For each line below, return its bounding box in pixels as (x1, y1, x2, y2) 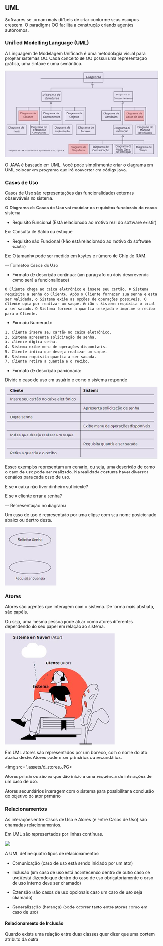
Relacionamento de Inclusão (5, 920, 64, 926)
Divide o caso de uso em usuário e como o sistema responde (5, 377, 128, 383)
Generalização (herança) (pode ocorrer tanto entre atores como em (12, 904, 147, 910)
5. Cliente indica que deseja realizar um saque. (5, 349, 108, 354)
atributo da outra (5, 936, 39, 942)
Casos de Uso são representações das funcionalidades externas (5, 190, 134, 196)
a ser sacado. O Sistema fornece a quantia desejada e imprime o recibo (5, 306, 155, 311)
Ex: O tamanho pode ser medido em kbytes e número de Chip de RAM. (5, 253, 147, 259)
